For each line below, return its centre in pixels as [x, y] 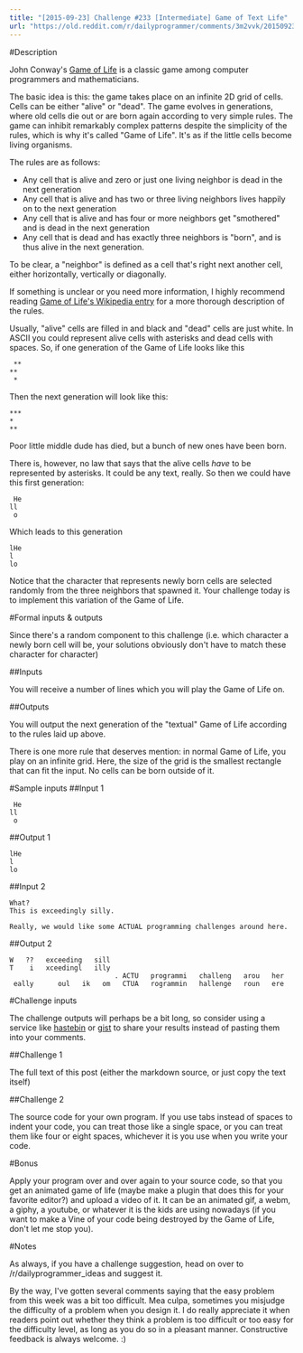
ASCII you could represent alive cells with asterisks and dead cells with [141, 338]
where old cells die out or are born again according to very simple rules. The [151, 116]
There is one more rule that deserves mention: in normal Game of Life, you [148, 751]
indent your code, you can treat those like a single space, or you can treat [146, 1126]
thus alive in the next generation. [83, 247]
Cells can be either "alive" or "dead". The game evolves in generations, [141, 106]
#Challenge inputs [43, 1001]
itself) [20, 1082]
